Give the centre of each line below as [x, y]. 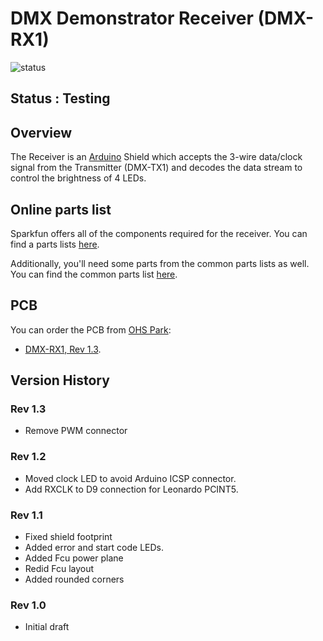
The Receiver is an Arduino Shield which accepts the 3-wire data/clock [156, 157]
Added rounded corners [74, 579]
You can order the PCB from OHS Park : [91, 329]
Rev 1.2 [28, 457]
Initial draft [47, 627]
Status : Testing [60, 98]
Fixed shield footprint [68, 537]
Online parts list [61, 209]
